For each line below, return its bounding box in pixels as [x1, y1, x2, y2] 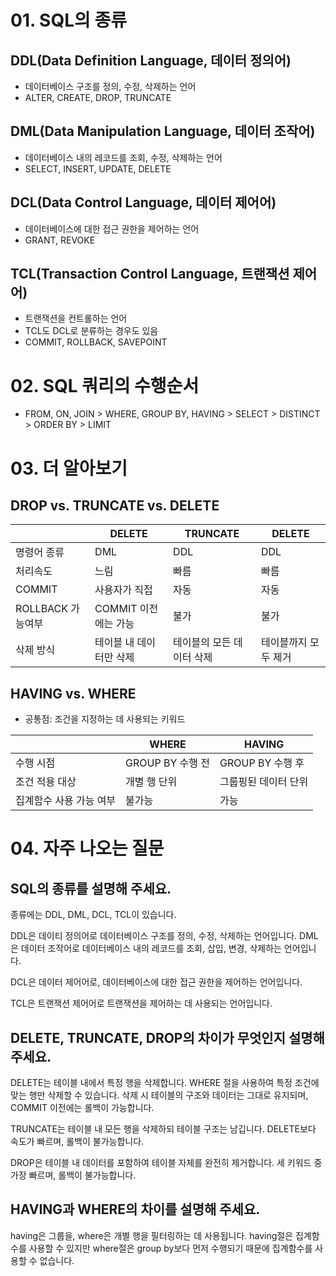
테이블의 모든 [173, 636, 232, 650]
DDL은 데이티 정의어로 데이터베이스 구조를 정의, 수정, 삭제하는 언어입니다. [10, 930, 298, 942]
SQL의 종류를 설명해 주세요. [10, 880, 172, 897]
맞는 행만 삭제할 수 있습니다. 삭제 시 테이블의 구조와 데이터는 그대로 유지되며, [10, 1089, 309, 1101]
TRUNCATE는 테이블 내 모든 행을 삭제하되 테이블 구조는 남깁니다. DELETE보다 [10, 1123, 317, 1135]
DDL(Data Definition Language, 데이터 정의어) [10, 52, 292, 69]
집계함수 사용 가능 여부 [15, 794, 117, 808]
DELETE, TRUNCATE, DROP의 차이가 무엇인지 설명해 [10, 1029, 325, 1046]
